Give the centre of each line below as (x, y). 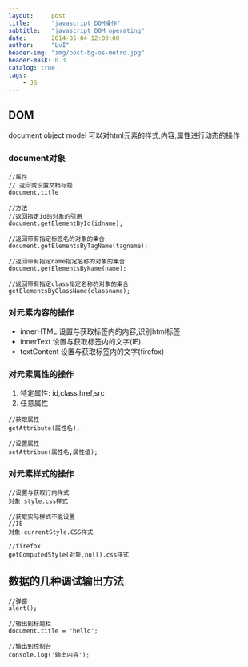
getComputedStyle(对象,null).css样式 (69, 554)
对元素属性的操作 (41, 374)
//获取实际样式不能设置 (42, 516)
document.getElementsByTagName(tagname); (78, 246)
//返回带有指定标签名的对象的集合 (57, 239)
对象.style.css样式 (38, 501)
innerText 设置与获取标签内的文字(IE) (80, 341)
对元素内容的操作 (41, 312)
